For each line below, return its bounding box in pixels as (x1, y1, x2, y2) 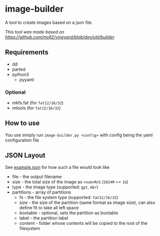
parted (12, 66, 26, 72)
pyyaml (19, 76, 34, 82)
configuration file (5, 137, 39, 143)
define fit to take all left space (19, 204, 79, 210)
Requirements (5, 48, 48, 56)
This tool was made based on (5, 29, 64, 35)
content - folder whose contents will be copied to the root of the (19, 220, 148, 226)
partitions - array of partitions (12, 189, 71, 195)
